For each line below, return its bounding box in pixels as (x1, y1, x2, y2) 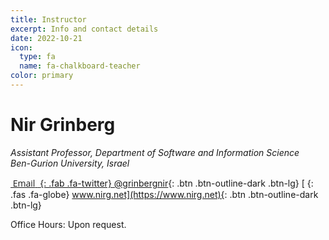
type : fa (19, 52, 56, 62)
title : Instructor (10, 14, 87, 25)
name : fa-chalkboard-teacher (19, 61, 141, 71)
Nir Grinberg (10, 114, 116, 136)
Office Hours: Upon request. (10, 218, 127, 230)
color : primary (10, 71, 74, 81)
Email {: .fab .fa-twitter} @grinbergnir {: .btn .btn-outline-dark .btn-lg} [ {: (12, 176, 314, 190)
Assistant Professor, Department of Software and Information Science (10, 146, 300, 158)
